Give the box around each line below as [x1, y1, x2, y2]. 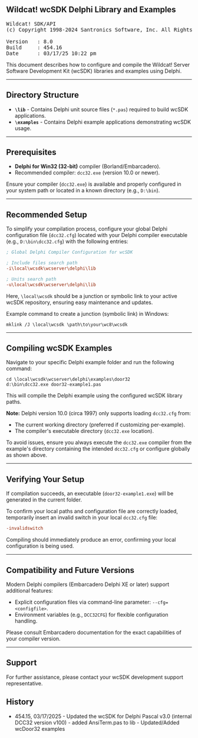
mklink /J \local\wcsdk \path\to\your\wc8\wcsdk [6, 322, 128, 328]
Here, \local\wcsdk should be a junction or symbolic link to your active [6, 292, 178, 299]
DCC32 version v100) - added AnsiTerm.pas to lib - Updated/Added [14, 718, 180, 726]
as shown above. [6, 452, 48, 459]
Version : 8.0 [6, 38, 53, 45]
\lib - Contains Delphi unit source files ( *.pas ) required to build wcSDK [14, 106, 189, 113]
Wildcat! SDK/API [6, 20, 56, 27]
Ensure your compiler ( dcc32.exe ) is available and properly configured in [6, 180, 181, 188]
